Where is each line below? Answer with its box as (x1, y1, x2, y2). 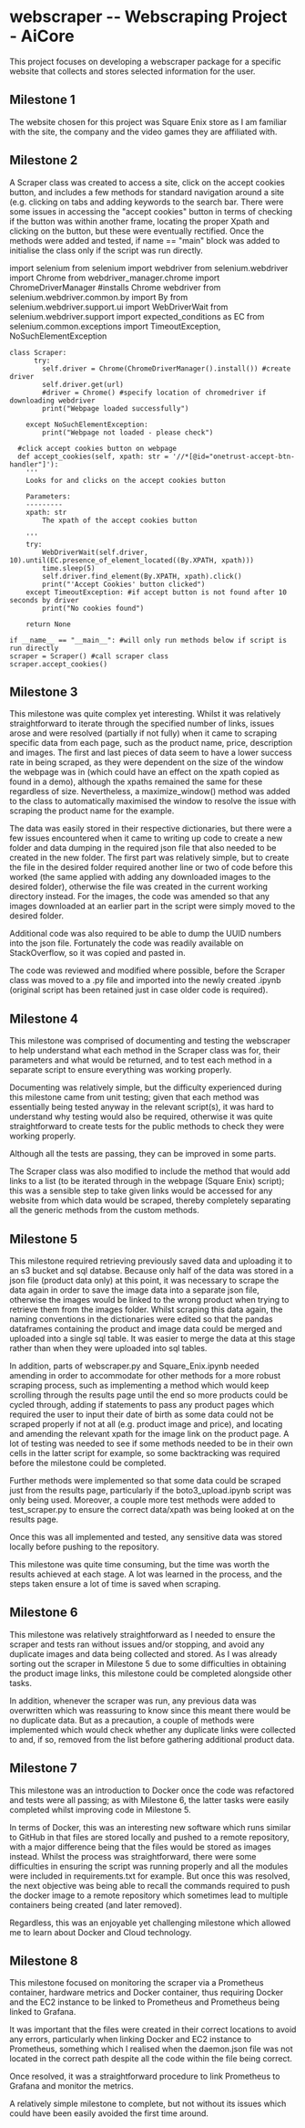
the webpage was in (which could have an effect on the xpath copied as (9, 767, 280, 778)
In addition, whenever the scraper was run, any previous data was (9, 1695, 257, 1706)
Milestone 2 (9, 152, 78, 168)
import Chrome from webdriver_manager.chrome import (9, 272, 220, 283)
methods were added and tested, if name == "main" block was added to (9, 235, 280, 246)
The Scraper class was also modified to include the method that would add (9, 1166, 290, 1177)
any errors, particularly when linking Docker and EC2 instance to (9, 2034, 252, 2045)
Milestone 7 (9, 1760, 77, 1777)
